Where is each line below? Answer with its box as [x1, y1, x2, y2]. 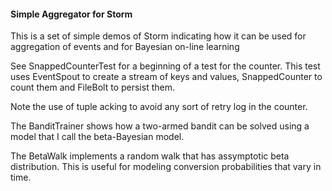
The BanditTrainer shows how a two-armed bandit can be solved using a [10, 120, 310, 132]
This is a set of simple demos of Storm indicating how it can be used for [10, 30, 307, 42]
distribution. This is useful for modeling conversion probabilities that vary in [10, 161, 322, 173]
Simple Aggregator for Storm [10, 8, 133, 20]
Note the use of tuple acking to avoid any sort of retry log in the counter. [10, 101, 308, 113]
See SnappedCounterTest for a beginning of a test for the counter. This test [10, 60, 321, 72]
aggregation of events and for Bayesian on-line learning [10, 41, 240, 53]
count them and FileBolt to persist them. [10, 81, 175, 94]
